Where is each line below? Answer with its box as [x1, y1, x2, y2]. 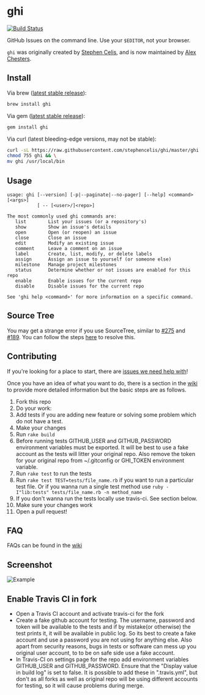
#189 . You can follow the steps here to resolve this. [7, 333, 136, 340]
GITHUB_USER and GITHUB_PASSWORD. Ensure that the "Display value [15, 662, 198, 669]
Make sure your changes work [15, 501, 93, 508]
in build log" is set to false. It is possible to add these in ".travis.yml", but [15, 669, 198, 676]
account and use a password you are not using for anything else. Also [15, 636, 192, 643]
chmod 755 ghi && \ [7, 152, 57, 159]
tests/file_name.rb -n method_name [51, 489, 143, 495]
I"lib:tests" [15, 489, 50, 495]
